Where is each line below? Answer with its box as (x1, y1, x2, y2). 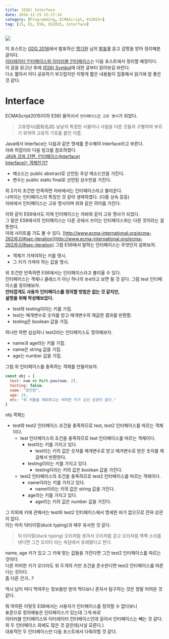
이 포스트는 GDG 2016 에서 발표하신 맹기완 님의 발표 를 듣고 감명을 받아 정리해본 (5, 46, 161, 52)
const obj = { (5, 374, 35, 379)
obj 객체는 (5, 412, 25, 418)
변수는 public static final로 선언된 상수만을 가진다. (12, 177, 111, 183)
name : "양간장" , (10, 387, 41, 393)
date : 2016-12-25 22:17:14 (5, 12, 62, 17)
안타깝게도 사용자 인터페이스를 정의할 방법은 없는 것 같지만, (5, 289, 120, 295)
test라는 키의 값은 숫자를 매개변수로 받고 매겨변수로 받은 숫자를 (35, 448, 159, 454)
